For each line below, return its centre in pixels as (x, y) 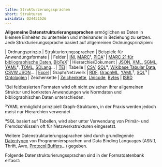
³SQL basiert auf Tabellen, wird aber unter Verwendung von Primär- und (77, 121)
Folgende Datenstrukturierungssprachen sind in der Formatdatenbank (74, 155)
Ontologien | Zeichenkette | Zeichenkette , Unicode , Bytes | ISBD (69, 77)
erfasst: (13, 161)
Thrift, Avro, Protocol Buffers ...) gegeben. (46, 146)
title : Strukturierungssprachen (37, 9)
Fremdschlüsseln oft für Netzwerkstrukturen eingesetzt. (61, 126)
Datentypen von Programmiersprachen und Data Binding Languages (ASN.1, (81, 141)
